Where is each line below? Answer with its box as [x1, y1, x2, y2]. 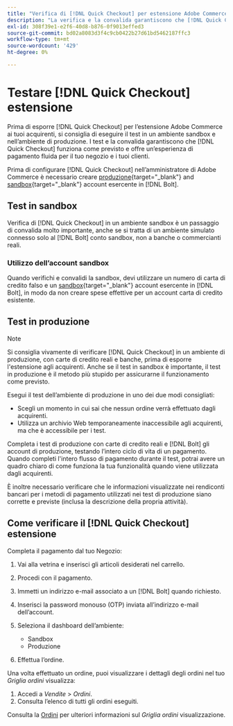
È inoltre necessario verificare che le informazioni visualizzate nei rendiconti [7, 483, 225, 491]
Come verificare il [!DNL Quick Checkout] [7, 517, 189, 529]
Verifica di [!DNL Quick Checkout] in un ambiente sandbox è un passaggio [7, 218, 220, 227]
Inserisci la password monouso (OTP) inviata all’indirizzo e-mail [17, 600, 199, 609]
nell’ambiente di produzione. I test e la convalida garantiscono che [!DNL [7, 137, 214, 146]
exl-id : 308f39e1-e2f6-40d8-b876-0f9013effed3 [7, 23, 144, 30]
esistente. [7, 295, 35, 304]
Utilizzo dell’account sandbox [7, 258, 110, 268]
